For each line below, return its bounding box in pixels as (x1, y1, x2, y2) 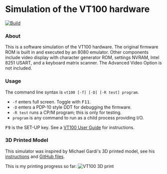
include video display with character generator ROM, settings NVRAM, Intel (5, 54, 160, 60)
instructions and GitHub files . (5, 153, 65, 159)
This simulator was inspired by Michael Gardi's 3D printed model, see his (5, 148, 155, 154)
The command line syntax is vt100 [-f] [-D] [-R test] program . (5, 89, 139, 95)
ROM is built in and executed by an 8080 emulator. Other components (5, 49, 149, 55)
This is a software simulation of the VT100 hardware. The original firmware (5, 44, 159, 50)
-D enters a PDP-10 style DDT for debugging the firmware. (12, 104, 132, 110)
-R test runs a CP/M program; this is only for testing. (12, 109, 122, 115)
